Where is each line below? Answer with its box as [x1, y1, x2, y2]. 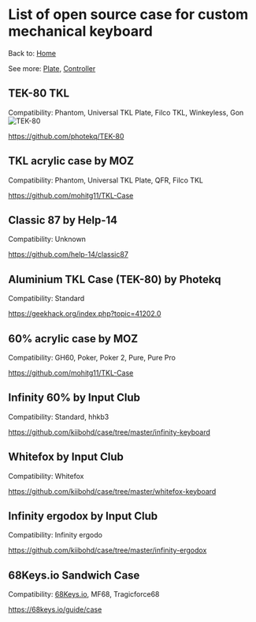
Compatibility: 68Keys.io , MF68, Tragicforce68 [8, 590, 160, 599]
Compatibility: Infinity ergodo [8, 530, 102, 540]
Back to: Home [8, 48, 57, 58]
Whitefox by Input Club [8, 450, 124, 464]
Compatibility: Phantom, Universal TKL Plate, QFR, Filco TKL [8, 175, 203, 185]
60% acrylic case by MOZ [8, 332, 139, 345]
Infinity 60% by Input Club [8, 391, 140, 405]
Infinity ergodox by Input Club [8, 510, 158, 523]
